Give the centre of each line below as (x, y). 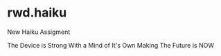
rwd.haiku (37, 13)
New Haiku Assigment (39, 32)
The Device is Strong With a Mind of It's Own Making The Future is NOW (111, 45)
